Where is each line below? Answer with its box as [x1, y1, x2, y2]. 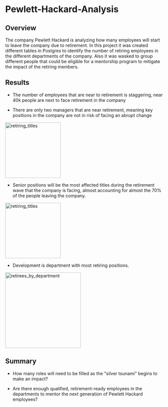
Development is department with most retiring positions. [12, 262, 129, 268]
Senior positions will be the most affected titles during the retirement [12, 182, 155, 188]
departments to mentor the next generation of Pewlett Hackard [12, 391, 143, 397]
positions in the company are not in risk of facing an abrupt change [12, 112, 152, 118]
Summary [5, 357, 37, 366]
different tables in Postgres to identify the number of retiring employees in [5, 48, 158, 53]
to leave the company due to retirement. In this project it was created [5, 42, 148, 48]
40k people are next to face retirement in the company [12, 97, 126, 103]
